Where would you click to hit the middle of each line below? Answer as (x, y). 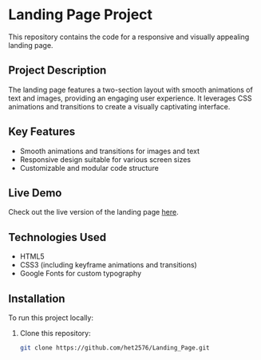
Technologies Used (57, 237)
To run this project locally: (51, 318)
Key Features (42, 132)
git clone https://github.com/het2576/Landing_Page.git (115, 348)
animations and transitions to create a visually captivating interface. (119, 106)
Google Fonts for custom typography (81, 274)
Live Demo (35, 193)
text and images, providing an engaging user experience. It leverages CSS (130, 98)
